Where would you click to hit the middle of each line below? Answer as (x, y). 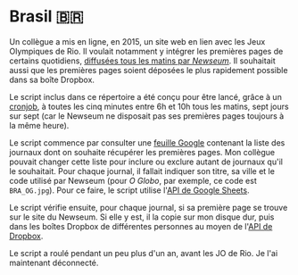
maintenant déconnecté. (54, 262)
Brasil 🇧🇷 (46, 17)
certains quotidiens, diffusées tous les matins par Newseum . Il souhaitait (142, 61)
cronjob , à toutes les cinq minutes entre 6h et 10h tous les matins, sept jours (149, 106)
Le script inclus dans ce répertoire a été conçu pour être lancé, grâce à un (146, 96)
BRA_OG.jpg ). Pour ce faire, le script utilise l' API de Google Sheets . (129, 190)
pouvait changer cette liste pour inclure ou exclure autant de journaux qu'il (146, 162)
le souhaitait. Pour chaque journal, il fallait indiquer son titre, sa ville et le (142, 171)
